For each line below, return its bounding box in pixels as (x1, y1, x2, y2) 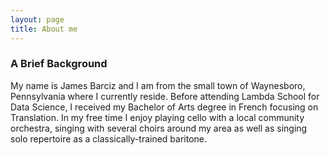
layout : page (10, 14, 65, 25)
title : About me (10, 24, 78, 34)
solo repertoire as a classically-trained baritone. (10, 132, 208, 145)
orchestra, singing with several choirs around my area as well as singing (10, 122, 308, 134)
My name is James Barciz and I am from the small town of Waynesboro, (10, 79, 306, 91)
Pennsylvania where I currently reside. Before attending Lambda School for (10, 90, 320, 102)
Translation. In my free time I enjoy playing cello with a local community (10, 111, 305, 123)
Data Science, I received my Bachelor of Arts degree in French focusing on (10, 101, 319, 113)
